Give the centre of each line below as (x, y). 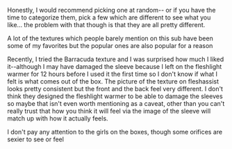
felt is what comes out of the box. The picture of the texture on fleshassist (113, 81)
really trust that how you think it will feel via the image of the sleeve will (109, 111)
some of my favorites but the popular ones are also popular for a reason (110, 46)
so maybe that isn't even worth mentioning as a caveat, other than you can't (116, 103)
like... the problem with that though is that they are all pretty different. (106, 25)
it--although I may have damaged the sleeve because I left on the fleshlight (115, 66)
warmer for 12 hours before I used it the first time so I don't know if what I (112, 74)
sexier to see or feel (36, 139)
